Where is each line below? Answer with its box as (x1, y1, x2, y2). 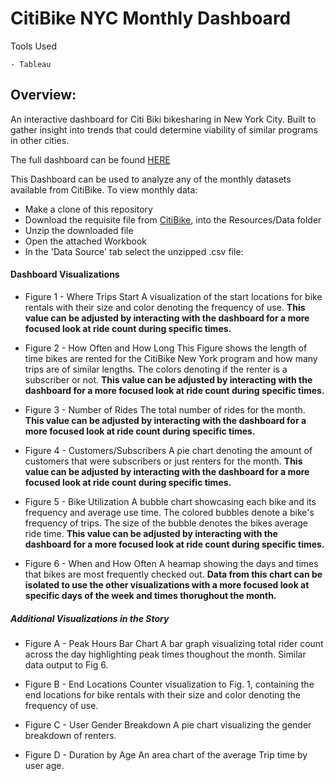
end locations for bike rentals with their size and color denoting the (24, 688, 301, 701)
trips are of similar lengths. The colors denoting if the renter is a (24, 363, 288, 375)
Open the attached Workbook (24, 235, 147, 247)
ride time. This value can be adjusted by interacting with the (24, 527, 278, 539)
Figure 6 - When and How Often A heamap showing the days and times (24, 557, 319, 569)
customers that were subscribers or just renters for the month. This (24, 455, 303, 467)
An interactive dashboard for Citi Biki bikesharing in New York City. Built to (10, 113, 317, 125)
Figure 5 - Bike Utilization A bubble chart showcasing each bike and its (24, 495, 317, 507)
